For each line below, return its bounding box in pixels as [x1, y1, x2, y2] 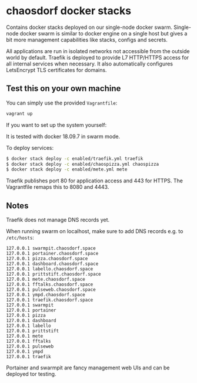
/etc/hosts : [6, 234, 34, 241]
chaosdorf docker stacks [6, 4, 131, 18]
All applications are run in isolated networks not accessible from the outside [6, 47, 190, 54]
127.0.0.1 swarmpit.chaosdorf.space [6, 245, 96, 251]
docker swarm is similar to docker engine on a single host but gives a [19, 30, 188, 37]
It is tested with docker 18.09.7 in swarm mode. [6, 133, 121, 140]
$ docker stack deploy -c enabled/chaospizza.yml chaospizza [6, 161, 159, 167]
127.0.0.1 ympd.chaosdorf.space [6, 292, 85, 298]
